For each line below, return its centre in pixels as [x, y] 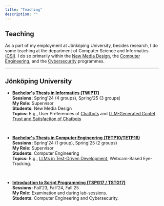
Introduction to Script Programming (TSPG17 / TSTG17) [69, 183]
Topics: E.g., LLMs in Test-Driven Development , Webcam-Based [77, 159]
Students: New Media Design [42, 108]
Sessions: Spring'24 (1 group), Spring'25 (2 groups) [64, 143]
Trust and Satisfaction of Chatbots [47, 119]
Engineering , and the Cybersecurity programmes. [55, 61]
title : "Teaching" [24, 10]
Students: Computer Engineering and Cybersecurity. [65, 198]
